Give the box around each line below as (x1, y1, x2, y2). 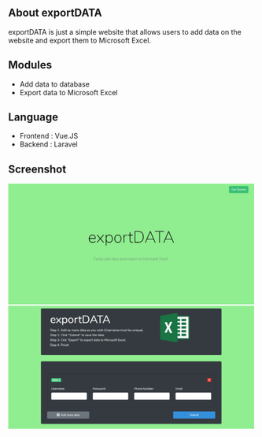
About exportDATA (8, 6, 102, 20)
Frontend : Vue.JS (19, 131, 79, 141)
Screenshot (8, 162, 67, 176)
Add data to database (19, 79, 90, 89)
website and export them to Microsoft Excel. (8, 35, 152, 45)
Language (8, 110, 59, 124)
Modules (8, 58, 53, 72)
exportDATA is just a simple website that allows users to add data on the (8, 27, 242, 36)
